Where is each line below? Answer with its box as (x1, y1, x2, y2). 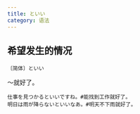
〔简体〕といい (7, 65, 44, 72)
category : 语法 (7, 17, 50, 24)
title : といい (7, 10, 46, 18)
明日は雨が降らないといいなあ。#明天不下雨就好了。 (7, 101, 136, 108)
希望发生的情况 (7, 44, 72, 56)
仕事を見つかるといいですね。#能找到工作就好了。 (7, 94, 132, 101)
